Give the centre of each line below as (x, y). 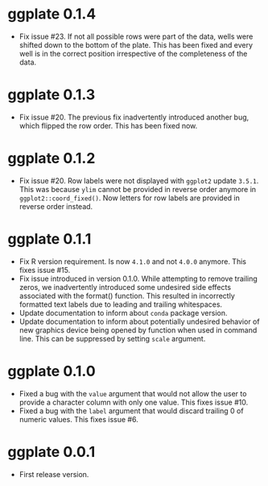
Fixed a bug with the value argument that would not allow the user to (133, 393)
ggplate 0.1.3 (52, 95)
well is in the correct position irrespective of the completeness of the (133, 53)
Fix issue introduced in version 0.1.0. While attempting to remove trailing (138, 279)
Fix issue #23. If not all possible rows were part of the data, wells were (136, 36)
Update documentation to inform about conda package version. (123, 312)
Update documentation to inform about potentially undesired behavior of (139, 321)
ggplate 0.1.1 (49, 239)
